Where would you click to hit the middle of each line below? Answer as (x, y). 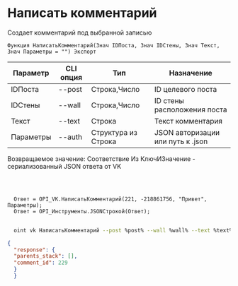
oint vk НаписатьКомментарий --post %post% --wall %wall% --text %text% (123, 230)
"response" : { (34, 250)
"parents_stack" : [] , (46, 256)
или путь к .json (181, 141)
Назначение (191, 73)
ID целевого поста (186, 89)
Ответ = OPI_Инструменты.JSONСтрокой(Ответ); (82, 211)
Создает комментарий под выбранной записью (80, 32)
